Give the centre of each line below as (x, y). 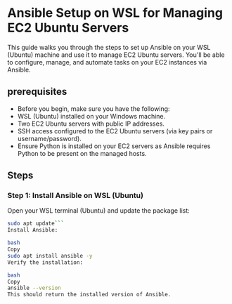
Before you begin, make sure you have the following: (94, 108)
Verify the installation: (45, 262)
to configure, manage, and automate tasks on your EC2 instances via (107, 62)
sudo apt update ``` (36, 224)
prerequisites (37, 92)
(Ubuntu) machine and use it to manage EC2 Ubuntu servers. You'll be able (116, 55)
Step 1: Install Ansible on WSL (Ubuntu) (76, 196)
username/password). (50, 138)
